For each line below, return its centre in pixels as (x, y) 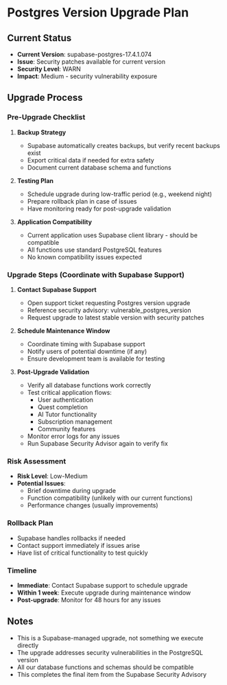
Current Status (39, 38)
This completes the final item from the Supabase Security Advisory (112, 674)
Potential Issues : (41, 483)
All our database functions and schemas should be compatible (105, 667)
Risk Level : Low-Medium (52, 476)
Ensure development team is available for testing (96, 359)
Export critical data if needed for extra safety (91, 160)
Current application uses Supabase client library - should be (112, 235)
